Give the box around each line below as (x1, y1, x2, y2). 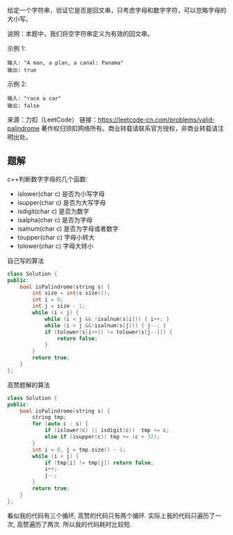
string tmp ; (32, 414, 67, 421)
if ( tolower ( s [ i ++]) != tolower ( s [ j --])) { (44, 329, 172, 336)
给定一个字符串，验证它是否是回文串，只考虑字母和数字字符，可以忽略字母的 (7, 6, 227, 14)
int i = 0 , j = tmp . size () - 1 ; (32, 446, 127, 453)
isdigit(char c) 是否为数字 (17, 207, 90, 215)
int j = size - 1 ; (32, 303, 86, 310)
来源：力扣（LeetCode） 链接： (7, 115, 99, 124)
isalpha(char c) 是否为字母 (17, 215, 93, 224)
